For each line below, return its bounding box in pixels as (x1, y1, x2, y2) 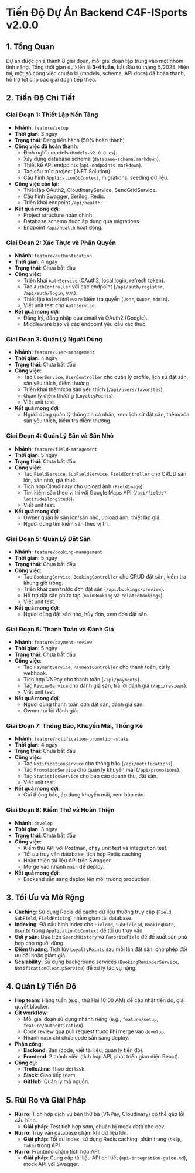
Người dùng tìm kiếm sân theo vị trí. (23, 520, 110, 527)
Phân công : (14, 1040, 43, 1048)
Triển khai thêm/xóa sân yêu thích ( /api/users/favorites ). (23, 386, 165, 393)
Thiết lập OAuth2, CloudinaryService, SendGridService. (23, 186, 157, 193)
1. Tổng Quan (6, 42, 54, 52)
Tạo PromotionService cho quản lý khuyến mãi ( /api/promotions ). (23, 767, 181, 774)
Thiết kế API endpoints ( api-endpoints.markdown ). (23, 162, 142, 169)
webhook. (23, 670, 48, 677)
